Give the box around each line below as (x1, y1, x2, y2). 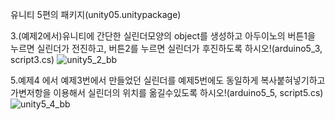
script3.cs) (10, 54, 55, 65)
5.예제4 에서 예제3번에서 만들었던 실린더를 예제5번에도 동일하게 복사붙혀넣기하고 (10, 74, 326, 86)
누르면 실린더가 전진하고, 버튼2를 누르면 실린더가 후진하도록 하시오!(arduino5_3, (10, 43, 323, 54)
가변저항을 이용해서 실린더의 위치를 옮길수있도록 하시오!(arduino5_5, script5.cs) (10, 87, 324, 98)
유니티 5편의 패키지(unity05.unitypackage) (10, 9, 182, 20)
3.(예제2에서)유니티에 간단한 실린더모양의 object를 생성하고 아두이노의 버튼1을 (10, 30, 316, 42)
